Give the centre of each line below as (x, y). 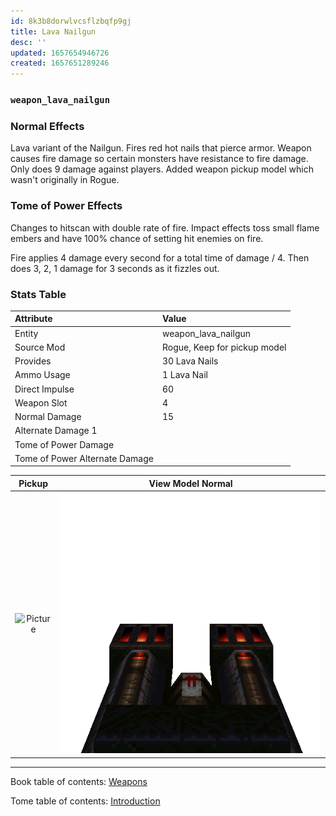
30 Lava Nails (190, 361)
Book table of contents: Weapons (79, 781)
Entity (26, 333)
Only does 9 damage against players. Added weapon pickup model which (162, 169)
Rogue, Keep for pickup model (224, 347)
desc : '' (28, 42)
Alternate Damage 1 (56, 431)
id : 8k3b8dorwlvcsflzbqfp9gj (71, 21)
